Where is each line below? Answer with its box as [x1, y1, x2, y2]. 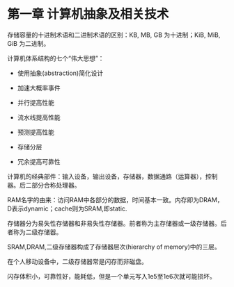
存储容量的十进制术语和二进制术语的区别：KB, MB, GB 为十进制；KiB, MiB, [7, 31, 221, 39]
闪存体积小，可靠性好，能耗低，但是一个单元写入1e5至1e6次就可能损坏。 [7, 272, 216, 280]
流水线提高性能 [17, 113, 61, 122]
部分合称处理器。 [31, 181, 81, 189]
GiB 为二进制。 [7, 39, 50, 47]
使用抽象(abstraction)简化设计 [17, 69, 104, 77]
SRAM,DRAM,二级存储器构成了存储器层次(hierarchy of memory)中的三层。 [7, 243, 221, 251]
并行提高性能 [17, 98, 54, 106]
